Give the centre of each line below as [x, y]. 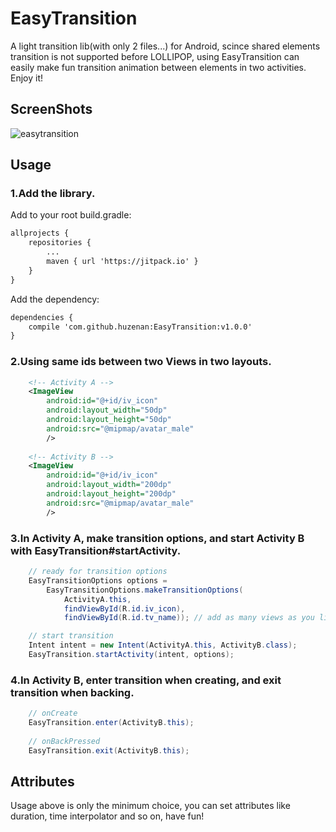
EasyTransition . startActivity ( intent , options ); [131, 655]
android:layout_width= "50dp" [107, 410]
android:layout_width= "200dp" [109, 485]
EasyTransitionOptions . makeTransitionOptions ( [145, 590]
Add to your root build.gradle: [71, 215]
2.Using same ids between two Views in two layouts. [141, 362]
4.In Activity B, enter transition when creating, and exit [146, 680]
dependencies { [42, 317]
